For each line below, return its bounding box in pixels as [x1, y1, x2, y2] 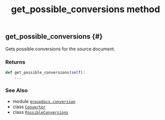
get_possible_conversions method [11, 4, 160, 15]
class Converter [12, 103, 46, 110]
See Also [5, 86, 28, 94]
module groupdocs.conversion [12, 98, 75, 104]
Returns [5, 58, 25, 66]
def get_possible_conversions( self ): [5, 70, 86, 75]
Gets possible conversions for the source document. [5, 46, 116, 52]
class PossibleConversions [12, 109, 69, 115]
